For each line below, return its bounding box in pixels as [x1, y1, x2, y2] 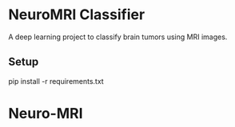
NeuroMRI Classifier [8, 6, 145, 24]
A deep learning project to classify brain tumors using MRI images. [8, 32, 228, 42]
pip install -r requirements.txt [8, 76, 104, 85]
